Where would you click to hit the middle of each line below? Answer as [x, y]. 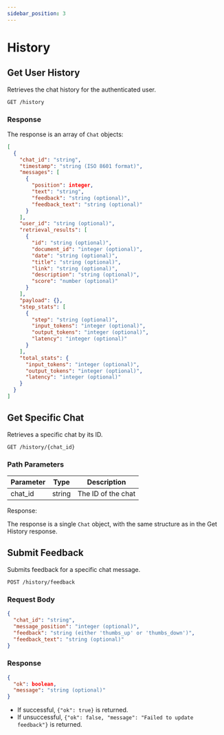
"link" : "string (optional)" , [75, 268]
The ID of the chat [107, 494]
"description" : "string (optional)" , [86, 275]
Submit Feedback [45, 553]
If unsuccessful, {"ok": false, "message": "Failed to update [105, 717]
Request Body [31, 599]
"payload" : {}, [41, 300]
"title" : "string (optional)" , [77, 262]
